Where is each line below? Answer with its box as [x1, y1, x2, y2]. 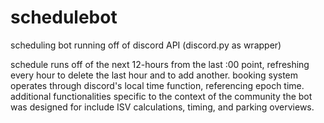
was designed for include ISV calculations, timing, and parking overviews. [10, 101, 315, 113]
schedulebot [10, 6, 118, 29]
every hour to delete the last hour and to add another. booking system [10, 69, 299, 81]
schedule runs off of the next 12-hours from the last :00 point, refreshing [10, 58, 310, 70]
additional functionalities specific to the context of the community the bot [10, 90, 313, 102]
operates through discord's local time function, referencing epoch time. [10, 79, 305, 91]
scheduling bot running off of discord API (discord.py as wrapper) [10, 39, 282, 51]
